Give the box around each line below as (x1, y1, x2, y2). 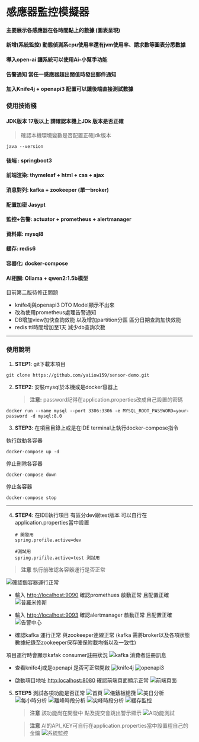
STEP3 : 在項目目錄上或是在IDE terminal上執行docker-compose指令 (14, 424, 179, 431)
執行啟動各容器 (6, 437, 43, 444)
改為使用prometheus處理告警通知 (14, 309, 97, 316)
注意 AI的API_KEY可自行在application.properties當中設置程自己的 (29, 722, 188, 729)
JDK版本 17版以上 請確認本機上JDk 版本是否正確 (6, 117, 124, 125)
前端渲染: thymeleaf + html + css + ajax (6, 172, 105, 179)
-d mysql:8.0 (30, 413, 62, 419)
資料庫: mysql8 (6, 230, 44, 238)
